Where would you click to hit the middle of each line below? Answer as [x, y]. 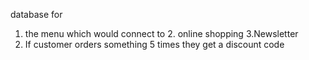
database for [36, 14]
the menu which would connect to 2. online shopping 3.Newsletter [161, 33]
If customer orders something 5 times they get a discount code [154, 44]
